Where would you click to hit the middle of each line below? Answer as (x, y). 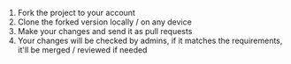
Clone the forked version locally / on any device (104, 22)
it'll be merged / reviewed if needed (82, 50)
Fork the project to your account (76, 13)
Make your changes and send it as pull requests (105, 31)
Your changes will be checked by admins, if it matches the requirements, (150, 40)
